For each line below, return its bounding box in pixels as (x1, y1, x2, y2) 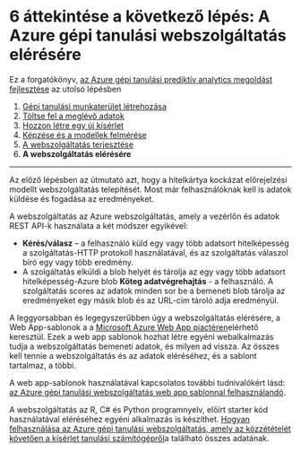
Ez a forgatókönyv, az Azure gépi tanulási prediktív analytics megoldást (9, 74, 273, 84)
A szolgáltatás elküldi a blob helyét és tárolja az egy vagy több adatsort (21, 266, 286, 277)
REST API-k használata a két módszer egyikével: (9, 220, 188, 230)
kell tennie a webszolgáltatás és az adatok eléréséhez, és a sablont (9, 350, 257, 361)
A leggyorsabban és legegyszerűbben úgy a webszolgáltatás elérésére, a (9, 312, 280, 323)
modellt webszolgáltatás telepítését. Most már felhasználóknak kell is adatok (9, 184, 292, 195)
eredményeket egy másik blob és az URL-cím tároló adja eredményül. (21, 294, 279, 306)
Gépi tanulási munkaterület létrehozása (21, 100, 168, 111)
